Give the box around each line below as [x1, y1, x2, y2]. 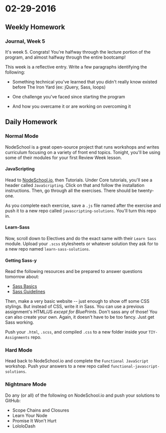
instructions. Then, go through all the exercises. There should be [5, 187, 137, 193]
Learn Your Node [12, 412, 48, 418]
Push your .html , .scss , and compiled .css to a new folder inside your [5, 329, 148, 335]
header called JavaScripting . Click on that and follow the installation [5, 182, 145, 188]
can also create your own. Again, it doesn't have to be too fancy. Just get [5, 314, 155, 320]
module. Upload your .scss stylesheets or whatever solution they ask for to [5, 241, 159, 247]
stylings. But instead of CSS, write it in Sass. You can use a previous [5, 304, 145, 310]
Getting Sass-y [5, 257, 37, 263]
